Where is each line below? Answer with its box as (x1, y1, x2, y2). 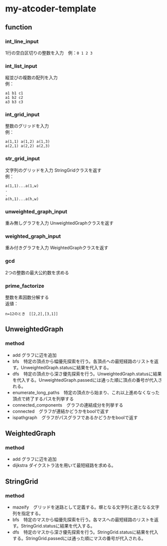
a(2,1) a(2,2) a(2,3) (5, 143, 50, 149)
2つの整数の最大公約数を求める (5, 269, 69, 275)
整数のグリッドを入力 (5, 123, 49, 129)
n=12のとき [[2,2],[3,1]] (5, 311, 58, 316)
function (5, 23, 32, 31)
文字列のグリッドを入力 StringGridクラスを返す (5, 167, 102, 173)
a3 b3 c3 (5, 99, 23, 105)
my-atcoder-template (5, 3, 96, 14)
